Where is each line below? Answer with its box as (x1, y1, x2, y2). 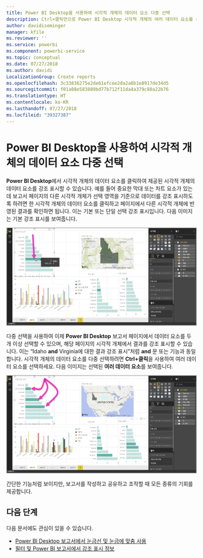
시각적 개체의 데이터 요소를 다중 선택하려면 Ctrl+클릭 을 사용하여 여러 (24, 355, 185, 362)
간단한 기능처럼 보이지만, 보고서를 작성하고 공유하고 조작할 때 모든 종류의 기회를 (6, 480, 193, 487)
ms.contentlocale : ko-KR (6, 99, 69, 105)
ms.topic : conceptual (6, 55, 61, 61)
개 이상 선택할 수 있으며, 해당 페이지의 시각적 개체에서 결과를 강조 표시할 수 (6, 340, 182, 347)
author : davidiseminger (6, 22, 66, 28)
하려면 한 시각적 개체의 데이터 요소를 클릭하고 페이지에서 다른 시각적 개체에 (12, 200, 188, 207)
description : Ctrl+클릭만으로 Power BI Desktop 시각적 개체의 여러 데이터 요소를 (6, 16, 193, 22)
